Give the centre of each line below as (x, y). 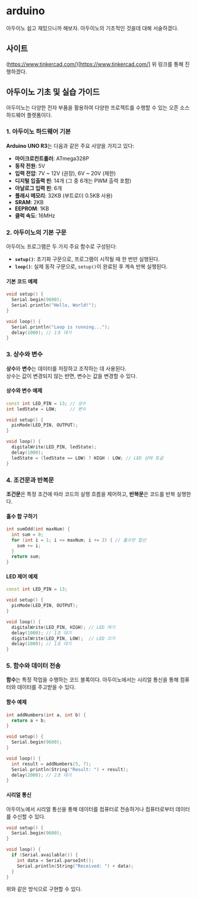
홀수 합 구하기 (22, 516)
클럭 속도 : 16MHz (35, 216)
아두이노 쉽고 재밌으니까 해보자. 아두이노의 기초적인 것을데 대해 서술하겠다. (93, 28)
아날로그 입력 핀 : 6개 (38, 188)
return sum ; (26, 556)
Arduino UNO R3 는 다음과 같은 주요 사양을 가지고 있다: (70, 146)
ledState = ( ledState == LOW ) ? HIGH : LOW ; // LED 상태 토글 (88, 458)
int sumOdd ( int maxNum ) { (38, 529)
